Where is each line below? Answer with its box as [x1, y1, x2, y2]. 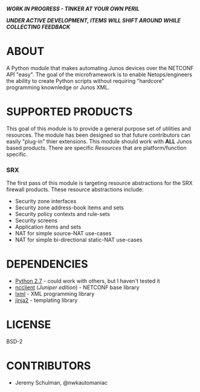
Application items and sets [15, 223, 82, 230]
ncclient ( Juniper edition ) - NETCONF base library [15, 284, 140, 291]
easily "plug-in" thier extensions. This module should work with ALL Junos [6, 137, 192, 145]
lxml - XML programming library [15, 290, 95, 298]
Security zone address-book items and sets [15, 204, 124, 211]
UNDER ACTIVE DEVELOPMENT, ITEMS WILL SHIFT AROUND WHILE [6, 17, 181, 24]
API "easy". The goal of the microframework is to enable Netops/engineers [6, 71, 192, 78]
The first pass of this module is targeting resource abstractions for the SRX [6, 180, 193, 187]
